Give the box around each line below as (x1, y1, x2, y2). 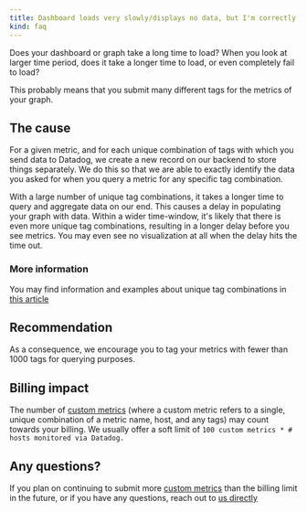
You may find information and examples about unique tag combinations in (9, 283, 287, 294)
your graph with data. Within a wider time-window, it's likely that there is (9, 211, 281, 222)
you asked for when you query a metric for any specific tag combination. (9, 174, 283, 185)
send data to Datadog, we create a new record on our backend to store (9, 155, 277, 165)
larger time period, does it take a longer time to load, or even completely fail (9, 57, 295, 68)
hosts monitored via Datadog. (9, 433, 125, 443)
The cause (9, 120, 71, 135)
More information (9, 262, 89, 275)
